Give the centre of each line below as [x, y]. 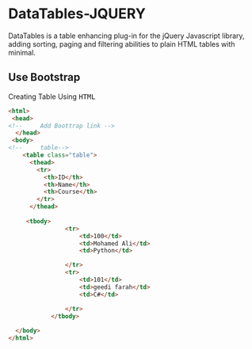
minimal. [22, 52]
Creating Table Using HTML [52, 97]
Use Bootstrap [44, 77]
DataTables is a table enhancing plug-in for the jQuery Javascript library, [126, 36]
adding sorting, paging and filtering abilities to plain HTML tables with [122, 44]
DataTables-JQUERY [77, 14]
